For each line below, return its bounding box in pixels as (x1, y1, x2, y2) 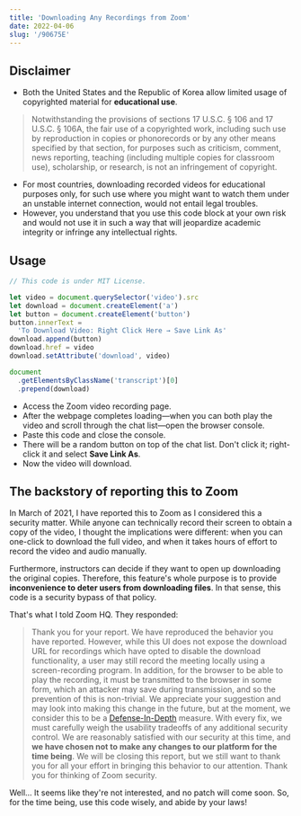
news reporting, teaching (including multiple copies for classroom (31, 152, 275, 163)
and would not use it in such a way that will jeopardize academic (22, 217, 261, 228)
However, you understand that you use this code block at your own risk (22, 208, 287, 218)
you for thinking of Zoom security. (31, 770, 157, 781)
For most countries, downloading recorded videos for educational (22, 179, 266, 190)
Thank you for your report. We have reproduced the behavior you (31, 626, 274, 638)
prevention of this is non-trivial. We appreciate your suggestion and (31, 694, 281, 705)
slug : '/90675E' (9, 30, 70, 39)
